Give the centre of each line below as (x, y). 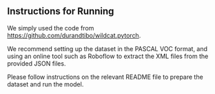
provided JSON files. (37, 63)
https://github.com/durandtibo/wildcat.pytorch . (74, 35)
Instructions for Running (61, 11)
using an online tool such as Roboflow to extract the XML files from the (108, 56)
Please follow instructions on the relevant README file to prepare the (105, 77)
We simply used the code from (51, 28)
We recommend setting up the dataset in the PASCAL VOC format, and (107, 48)
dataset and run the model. (45, 84)
